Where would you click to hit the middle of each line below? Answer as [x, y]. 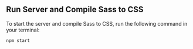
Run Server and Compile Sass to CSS [75, 10]
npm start [18, 40]
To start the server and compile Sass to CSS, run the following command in [97, 23]
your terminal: [23, 30]
